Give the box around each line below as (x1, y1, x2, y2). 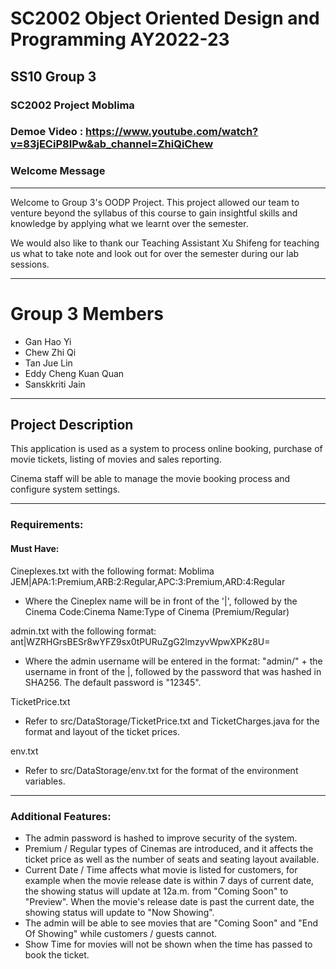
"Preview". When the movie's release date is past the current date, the (24, 895, 315, 907)
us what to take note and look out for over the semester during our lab (10, 247, 300, 259)
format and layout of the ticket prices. (24, 725, 181, 737)
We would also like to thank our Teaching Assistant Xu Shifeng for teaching (10, 237, 320, 249)
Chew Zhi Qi (24, 346, 77, 358)
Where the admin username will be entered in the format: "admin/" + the (24, 655, 323, 667)
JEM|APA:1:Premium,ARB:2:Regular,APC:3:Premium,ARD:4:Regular (10, 575, 286, 587)
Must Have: (10, 542, 60, 554)
